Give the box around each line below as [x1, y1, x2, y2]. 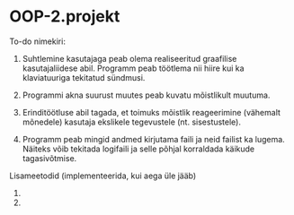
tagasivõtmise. [22, 152, 77, 163]
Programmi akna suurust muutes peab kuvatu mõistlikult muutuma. [22, 90, 271, 100]
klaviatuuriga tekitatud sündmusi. [22, 72, 146, 82]
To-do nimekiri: [9, 36, 66, 47]
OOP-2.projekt [9, 6, 120, 27]
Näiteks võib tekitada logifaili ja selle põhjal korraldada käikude [22, 143, 255, 154]
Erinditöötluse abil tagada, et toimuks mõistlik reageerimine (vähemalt [22, 107, 281, 117]
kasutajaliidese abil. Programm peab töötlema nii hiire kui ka [22, 63, 245, 73]
